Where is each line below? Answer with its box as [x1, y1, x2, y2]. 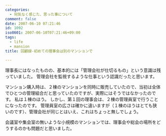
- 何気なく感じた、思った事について [9, 12, 73, 17]
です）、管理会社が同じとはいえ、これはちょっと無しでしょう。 [13, 108, 141, 114]
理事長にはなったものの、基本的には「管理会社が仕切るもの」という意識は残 [5, 67, 161, 73]
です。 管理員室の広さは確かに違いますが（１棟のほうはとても [26, 102, 153, 108]
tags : [5, 35, 16, 40]
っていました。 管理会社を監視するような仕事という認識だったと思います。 [5, 73, 157, 79]
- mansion [9, 44, 30, 49]
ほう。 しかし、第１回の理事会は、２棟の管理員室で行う [36, 96, 150, 102]
